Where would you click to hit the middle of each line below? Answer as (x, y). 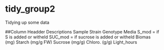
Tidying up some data (27, 22)
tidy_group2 (30, 9)
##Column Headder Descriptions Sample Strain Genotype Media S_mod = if (82, 32)
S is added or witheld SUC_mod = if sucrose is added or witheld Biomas (78, 37)
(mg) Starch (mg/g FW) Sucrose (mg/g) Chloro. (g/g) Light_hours (71, 42)
